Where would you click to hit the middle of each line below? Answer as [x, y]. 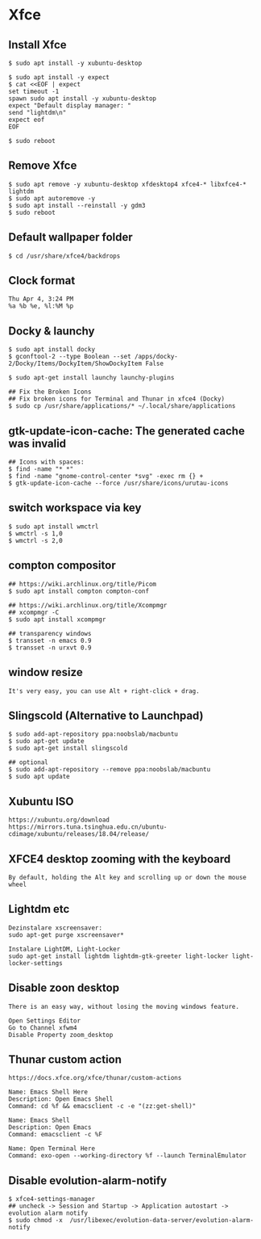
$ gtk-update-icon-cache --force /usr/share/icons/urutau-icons [118, 483]
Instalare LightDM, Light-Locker [64, 949]
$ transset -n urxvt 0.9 [50, 648]
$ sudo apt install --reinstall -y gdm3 [77, 205]
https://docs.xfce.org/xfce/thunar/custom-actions [95, 1078]
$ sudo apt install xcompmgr [57, 619]
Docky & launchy [52, 331]
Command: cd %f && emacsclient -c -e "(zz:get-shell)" [102, 1107]
